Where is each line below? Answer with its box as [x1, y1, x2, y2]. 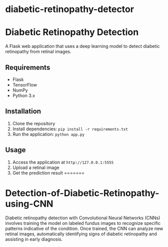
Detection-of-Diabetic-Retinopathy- [5, 187, 159, 199]
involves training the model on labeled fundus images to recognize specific [5, 220, 161, 226]
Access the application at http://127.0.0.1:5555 [12, 159, 114, 165]
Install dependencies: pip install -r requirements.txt [12, 126, 128, 132]
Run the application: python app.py [12, 131, 85, 137]
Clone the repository [12, 120, 55, 126]
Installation [5, 107, 41, 116]
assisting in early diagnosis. [5, 236, 63, 242]
